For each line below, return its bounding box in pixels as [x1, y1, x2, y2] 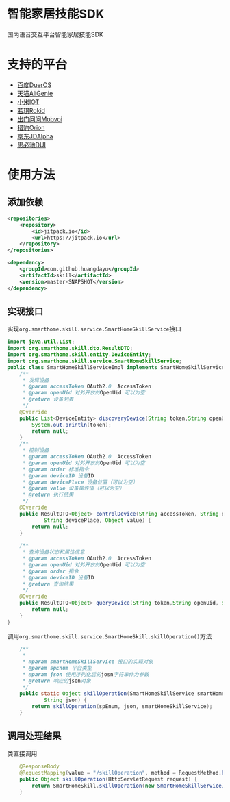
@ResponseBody [19, 763, 60, 770]
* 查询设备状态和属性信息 [22, 549, 85, 555]
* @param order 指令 [22, 568, 79, 575]
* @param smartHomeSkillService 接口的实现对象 [22, 658, 153, 665]
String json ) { [43, 697, 88, 703]
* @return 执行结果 [22, 491, 74, 499]
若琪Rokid [16, 106, 46, 114]
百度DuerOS [16, 80, 52, 89]
